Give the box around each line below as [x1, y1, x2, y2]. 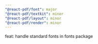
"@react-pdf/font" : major [5, 7, 57, 12]
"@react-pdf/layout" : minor [5, 16, 62, 21]
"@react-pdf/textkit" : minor [5, 11, 64, 16]
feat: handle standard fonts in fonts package [5, 33, 93, 39]
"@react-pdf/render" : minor [5, 20, 62, 25]
